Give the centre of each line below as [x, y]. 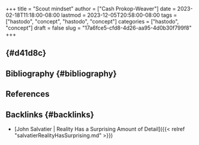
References [28, 94]
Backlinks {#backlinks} [50, 115]
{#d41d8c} [26, 53]
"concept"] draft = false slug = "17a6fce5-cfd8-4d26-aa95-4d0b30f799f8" [99, 28]
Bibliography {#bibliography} [61, 74]
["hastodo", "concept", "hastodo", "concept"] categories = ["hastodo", [92, 21]
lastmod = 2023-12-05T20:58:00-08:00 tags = [119, 15]
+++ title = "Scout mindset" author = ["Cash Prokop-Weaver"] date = [91, 9]
